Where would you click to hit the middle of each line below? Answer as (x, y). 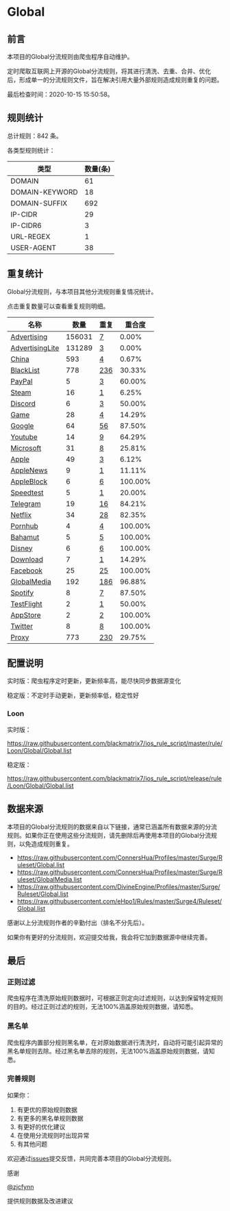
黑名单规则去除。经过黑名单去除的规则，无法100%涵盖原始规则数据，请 (108, 1051)
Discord (23, 403)
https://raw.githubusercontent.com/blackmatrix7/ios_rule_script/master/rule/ (115, 743)
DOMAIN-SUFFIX (39, 203)
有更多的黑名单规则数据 (50, 1118)
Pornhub (25, 526)
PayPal (22, 381)
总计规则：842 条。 (35, 136)
